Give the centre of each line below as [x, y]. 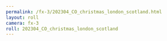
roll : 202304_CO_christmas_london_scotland [62, 29]
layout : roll [22, 17]
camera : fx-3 [22, 23]
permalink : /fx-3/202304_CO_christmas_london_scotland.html [84, 12]
